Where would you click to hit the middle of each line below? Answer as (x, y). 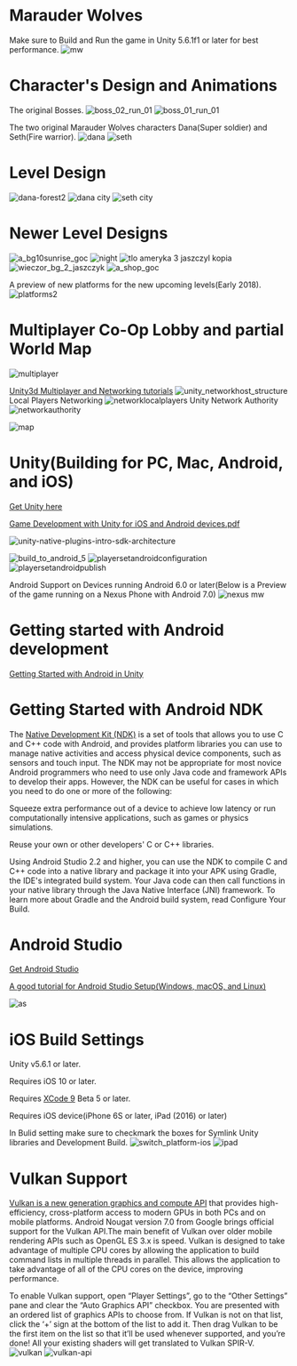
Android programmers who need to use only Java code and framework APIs (148, 772)
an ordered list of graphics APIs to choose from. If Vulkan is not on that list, (146, 1315)
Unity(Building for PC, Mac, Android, (146, 462)
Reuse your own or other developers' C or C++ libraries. (112, 844)
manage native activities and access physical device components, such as (145, 753)
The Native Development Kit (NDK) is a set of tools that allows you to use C (146, 734)
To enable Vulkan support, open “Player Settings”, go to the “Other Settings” (148, 1296)
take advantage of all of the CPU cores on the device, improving (126, 1269)
